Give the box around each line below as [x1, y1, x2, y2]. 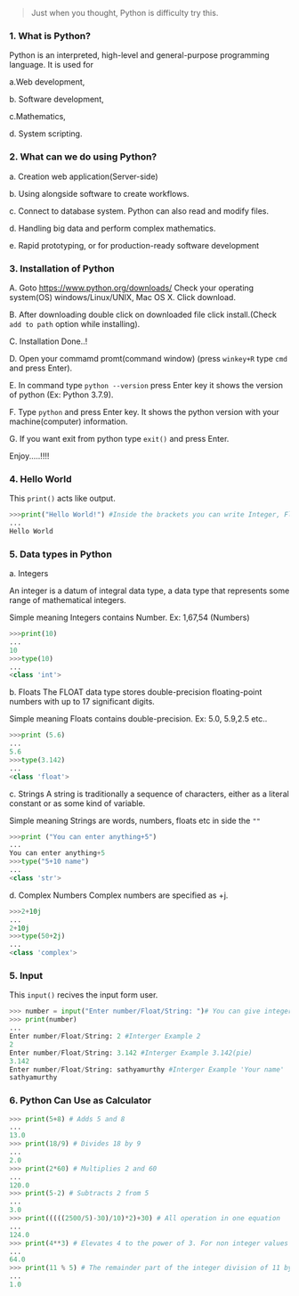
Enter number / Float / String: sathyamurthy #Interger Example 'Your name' [9, 1064, 285, 1074]
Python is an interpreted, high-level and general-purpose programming [9, 50, 270, 61]
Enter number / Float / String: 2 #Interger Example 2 [9, 1032, 201, 1041]
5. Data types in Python [9, 548, 113, 560]
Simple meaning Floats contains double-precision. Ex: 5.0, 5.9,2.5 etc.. [9, 713, 268, 724]
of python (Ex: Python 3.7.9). [9, 389, 114, 400]
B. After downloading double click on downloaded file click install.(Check [9, 309, 278, 320]
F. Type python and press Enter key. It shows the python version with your [9, 406, 279, 417]
